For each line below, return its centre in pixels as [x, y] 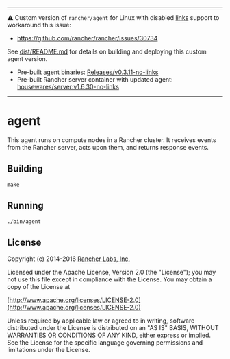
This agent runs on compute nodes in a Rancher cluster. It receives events [112, 140]
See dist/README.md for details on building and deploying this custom [107, 51]
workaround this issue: [39, 25]
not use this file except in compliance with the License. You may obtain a [110, 279]
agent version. [27, 59]
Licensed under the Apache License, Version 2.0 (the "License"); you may [112, 273]
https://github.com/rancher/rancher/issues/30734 [87, 38]
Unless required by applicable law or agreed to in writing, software [101, 321]
